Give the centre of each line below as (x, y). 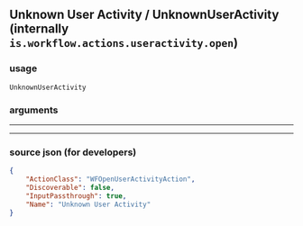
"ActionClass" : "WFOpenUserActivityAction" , (110, 179)
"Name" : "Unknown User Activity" (88, 204)
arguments (34, 110)
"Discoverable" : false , (70, 188)
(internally (39, 29)
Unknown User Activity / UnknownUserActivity (144, 15)
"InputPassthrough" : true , (76, 196)
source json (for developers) (73, 152)
